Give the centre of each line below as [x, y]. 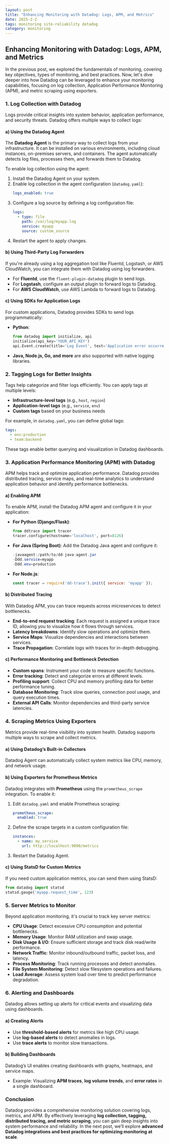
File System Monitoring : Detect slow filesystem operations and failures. [87, 969]
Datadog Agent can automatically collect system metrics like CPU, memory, [84, 760]
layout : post [19, 10]
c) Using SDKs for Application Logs [43, 301]
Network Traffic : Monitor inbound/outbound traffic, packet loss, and [84, 953]
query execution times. [36, 697]
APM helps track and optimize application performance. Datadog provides [82, 473]
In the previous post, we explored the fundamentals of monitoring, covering [84, 69]
